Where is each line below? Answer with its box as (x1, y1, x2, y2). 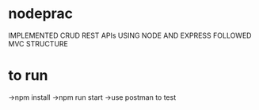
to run (8, 67, 49, 85)
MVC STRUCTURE (8, 38, 69, 48)
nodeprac (8, 5, 74, 23)
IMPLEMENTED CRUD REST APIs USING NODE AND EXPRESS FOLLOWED (8, 31, 252, 40)
